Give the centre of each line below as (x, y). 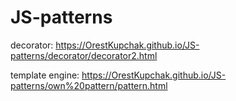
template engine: (45, 75)
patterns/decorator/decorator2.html (84, 55)
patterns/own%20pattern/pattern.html (89, 85)
